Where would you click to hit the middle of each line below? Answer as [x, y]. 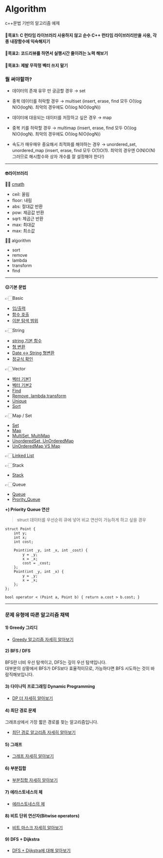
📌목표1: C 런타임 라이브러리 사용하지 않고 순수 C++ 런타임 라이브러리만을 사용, [78, 35]
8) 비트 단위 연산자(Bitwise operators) [42, 816]
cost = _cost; [37, 563]
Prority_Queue [26, 499]
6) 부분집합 [16, 768]
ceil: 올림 [21, 194]
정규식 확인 [23, 359]
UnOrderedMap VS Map [36, 446]
